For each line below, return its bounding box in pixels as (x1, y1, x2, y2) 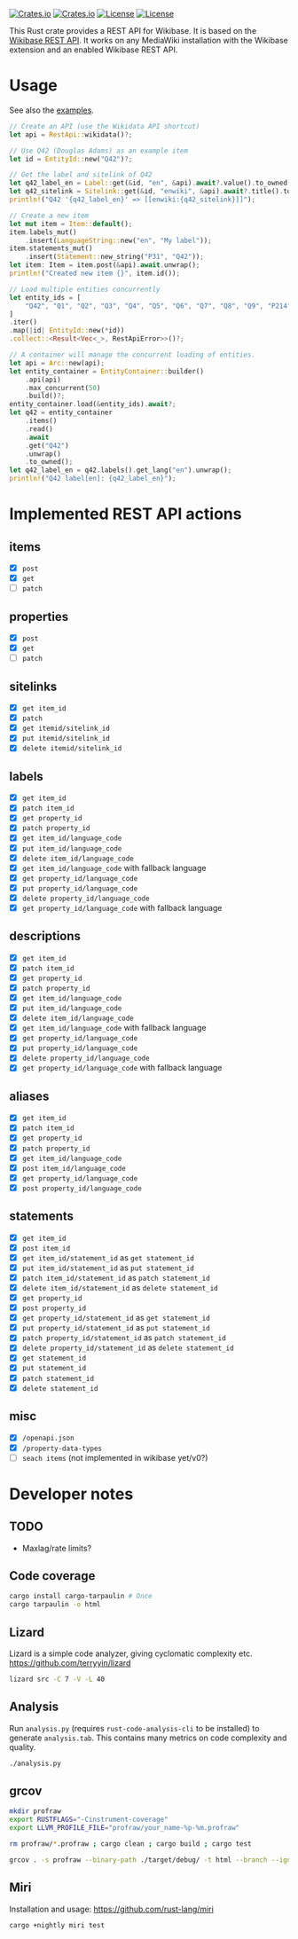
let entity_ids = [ (9, 293, 82, 302)
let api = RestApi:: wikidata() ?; (9, 130, 133, 139)
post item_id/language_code (21, 1164, 126, 1173)
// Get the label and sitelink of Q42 (9, 170, 153, 179)
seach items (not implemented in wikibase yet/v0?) (21, 1452, 208, 1463)
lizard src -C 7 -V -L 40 (9, 1675, 105, 1684)
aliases (9, 1088, 50, 1103)
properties (9, 608, 69, 624)
